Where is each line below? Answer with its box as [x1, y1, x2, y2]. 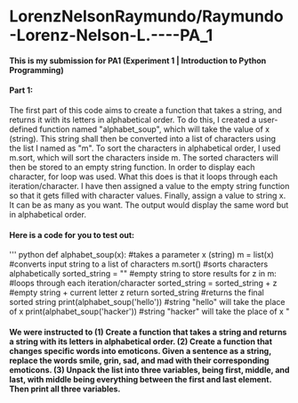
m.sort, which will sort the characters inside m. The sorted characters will [9, 152, 278, 162]
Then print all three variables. [9, 383, 121, 394]
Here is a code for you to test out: [9, 229, 135, 240]
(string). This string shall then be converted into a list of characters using [9, 133, 277, 144]
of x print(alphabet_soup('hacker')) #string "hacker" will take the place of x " [9, 306, 290, 317]
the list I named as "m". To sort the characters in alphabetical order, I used [9, 143, 281, 153]
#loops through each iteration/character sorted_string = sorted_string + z [9, 278, 278, 289]
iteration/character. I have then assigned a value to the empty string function [9, 180, 290, 191]
